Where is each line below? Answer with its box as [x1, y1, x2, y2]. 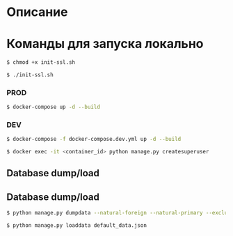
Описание [6, 4, 68, 20]
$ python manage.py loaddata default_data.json [6, 222, 147, 229]
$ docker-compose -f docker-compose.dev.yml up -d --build [6, 136, 182, 143]
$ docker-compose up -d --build [6, 103, 100, 111]
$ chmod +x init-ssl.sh [6, 59, 76, 66]
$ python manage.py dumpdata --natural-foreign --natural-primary [6, 210, 203, 217]
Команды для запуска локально [6, 36, 204, 52]
